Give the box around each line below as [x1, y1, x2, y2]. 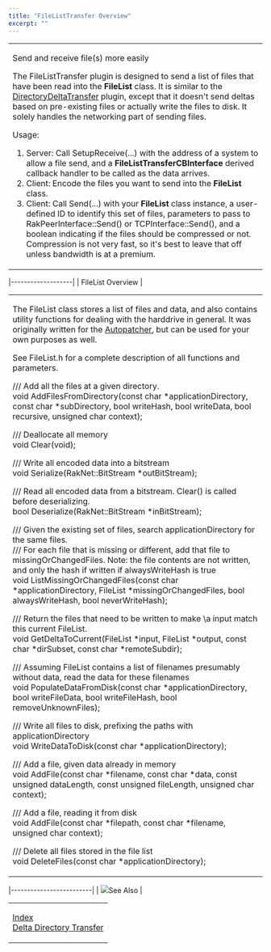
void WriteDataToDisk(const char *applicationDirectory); [12, 740, 227, 751]
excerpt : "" [8, 19, 48, 28]
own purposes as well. [12, 333, 98, 345]
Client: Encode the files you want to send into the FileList [26, 177, 242, 188]
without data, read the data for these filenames [12, 671, 190, 683]
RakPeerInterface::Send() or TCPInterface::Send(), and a [26, 218, 240, 229]
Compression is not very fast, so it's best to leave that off [26, 238, 242, 249]
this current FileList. [12, 623, 87, 634]
